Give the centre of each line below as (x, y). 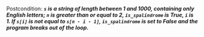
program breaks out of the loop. (47, 27)
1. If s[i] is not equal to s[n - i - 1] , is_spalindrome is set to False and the (102, 21)
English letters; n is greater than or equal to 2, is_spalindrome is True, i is (100, 15)
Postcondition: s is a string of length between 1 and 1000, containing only (100, 9)
